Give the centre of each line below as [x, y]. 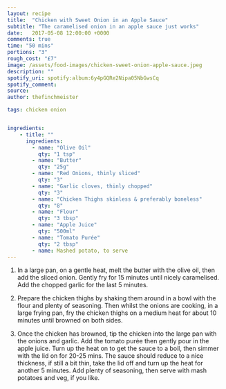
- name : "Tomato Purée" [66, 237]
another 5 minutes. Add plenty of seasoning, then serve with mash [112, 370]
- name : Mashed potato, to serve [80, 251]
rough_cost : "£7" [32, 59]
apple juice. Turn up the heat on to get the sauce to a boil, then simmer [118, 349]
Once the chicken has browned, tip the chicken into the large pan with [117, 334]
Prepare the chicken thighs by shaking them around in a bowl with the [116, 298]
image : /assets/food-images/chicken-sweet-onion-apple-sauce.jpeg [105, 65]
